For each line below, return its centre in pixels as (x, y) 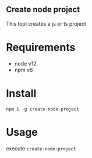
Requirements (41, 47)
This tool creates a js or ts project (46, 23)
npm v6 (24, 70)
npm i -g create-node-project (43, 109)
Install (21, 93)
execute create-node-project (41, 148)
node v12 (25, 63)
